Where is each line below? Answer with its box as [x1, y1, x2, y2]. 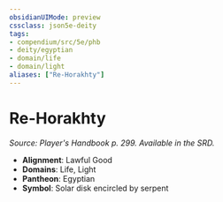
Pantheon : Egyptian [21, 173, 96, 183]
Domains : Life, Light [21, 164, 96, 175]
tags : [9, 29, 29, 38]
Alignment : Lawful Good [21, 154, 113, 165]
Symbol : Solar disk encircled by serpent [21, 183, 169, 193]
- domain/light [9, 63, 65, 71]
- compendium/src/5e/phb [9, 37, 101, 47]
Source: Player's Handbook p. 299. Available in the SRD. [9, 138, 215, 148]
